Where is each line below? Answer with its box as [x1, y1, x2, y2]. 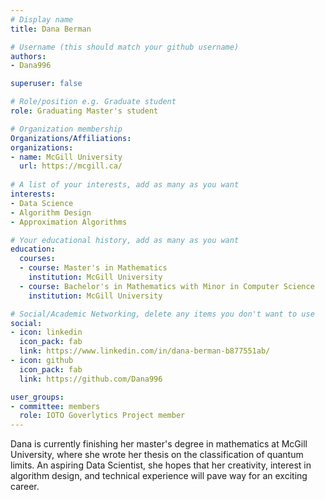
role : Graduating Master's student [10, 106, 159, 116]
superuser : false [10, 79, 83, 89]
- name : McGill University [10, 152, 123, 162]
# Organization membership [10, 124, 123, 134]
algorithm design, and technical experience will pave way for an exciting [10, 470, 308, 482]
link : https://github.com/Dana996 [19, 374, 163, 384]
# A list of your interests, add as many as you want [10, 180, 240, 190]
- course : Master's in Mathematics [19, 263, 168, 273]
